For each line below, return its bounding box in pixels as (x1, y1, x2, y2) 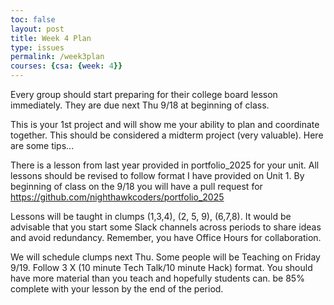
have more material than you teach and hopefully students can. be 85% (10, 272, 305, 284)
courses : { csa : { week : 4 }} (10, 61, 123, 71)
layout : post (10, 24, 65, 34)
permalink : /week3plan (10, 52, 105, 62)
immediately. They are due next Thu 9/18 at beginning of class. (10, 99, 270, 111)
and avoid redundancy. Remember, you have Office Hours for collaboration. (10, 232, 322, 243)
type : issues (10, 42, 65, 53)
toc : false (10, 14, 56, 25)
